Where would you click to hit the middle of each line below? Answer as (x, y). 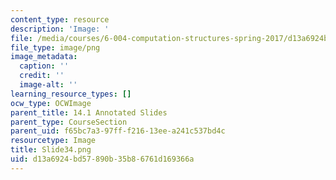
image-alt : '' (48, 85)
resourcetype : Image (53, 141)
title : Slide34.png (51, 150)
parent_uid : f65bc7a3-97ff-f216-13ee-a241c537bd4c (118, 131)
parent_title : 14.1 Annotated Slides (89, 112)
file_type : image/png (55, 47)
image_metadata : (44, 57)
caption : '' (44, 66)
